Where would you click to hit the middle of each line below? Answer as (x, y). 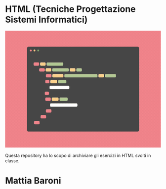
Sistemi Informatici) (46, 20)
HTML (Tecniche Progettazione (70, 9)
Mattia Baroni (33, 181)
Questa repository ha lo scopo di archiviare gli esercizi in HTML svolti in (78, 155)
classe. (12, 161)
